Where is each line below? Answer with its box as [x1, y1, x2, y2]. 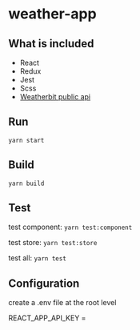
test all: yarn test [8, 253, 66, 263]
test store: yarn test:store [8, 238, 98, 247]
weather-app [8, 5, 98, 23]
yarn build [8, 179, 45, 187]
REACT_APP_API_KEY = [8, 313, 86, 323]
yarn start [8, 136, 45, 144]
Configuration [8, 276, 80, 290]
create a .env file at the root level [8, 298, 117, 308]
